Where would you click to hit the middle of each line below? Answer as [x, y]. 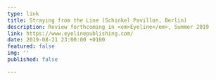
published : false [33, 60]
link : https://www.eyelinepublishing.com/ [70, 33]
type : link [23, 14]
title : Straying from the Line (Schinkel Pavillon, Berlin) [97, 20]
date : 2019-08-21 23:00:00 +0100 [56, 40]
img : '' [19, 53]
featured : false [31, 46]
